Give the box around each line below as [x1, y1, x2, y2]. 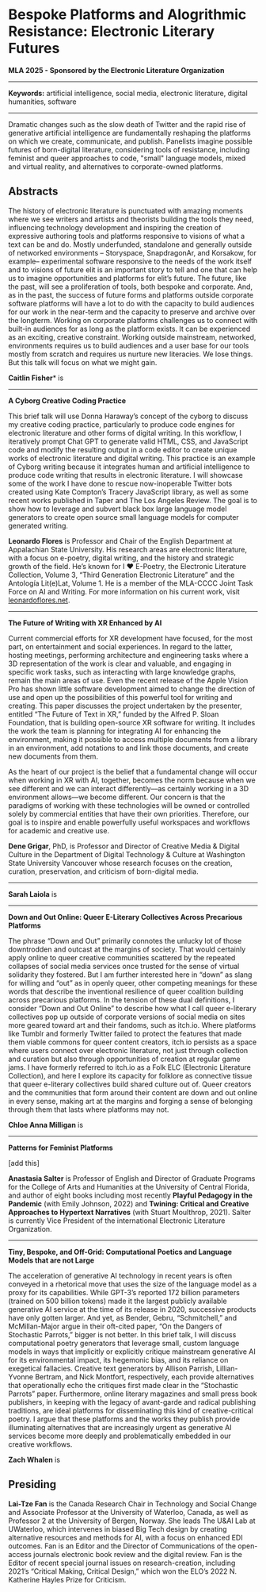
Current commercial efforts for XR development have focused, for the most [8, 633, 253, 643]
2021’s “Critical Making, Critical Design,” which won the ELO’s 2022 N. [8, 1566, 237, 1576]
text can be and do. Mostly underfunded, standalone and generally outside [8, 240, 253, 249]
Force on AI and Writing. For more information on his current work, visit [8, 586, 240, 596]
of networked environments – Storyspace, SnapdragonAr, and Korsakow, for [8, 248, 257, 257]
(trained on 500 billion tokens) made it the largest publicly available [8, 1296, 227, 1306]
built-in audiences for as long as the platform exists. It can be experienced [8, 324, 251, 333]
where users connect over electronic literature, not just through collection [8, 1045, 249, 1055]
